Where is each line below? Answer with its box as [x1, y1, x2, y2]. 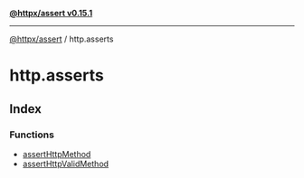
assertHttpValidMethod [22, 158, 109, 169]
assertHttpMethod [22, 148, 91, 159]
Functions [9, 128, 54, 141]
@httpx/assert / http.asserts [9, 33, 114, 44]
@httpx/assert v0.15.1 [9, 8, 93, 18]
